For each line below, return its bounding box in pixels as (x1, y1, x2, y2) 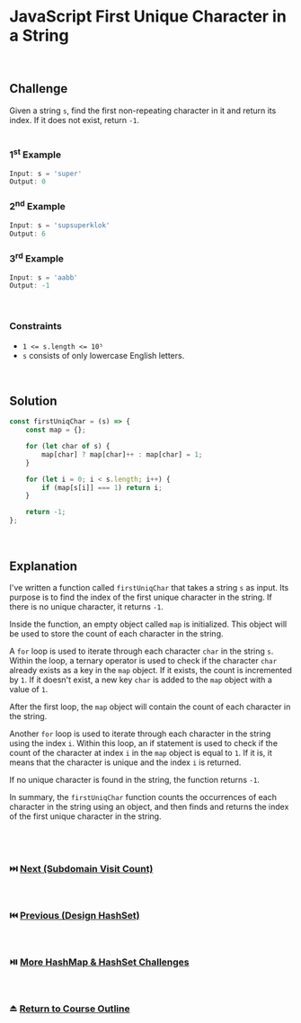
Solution (9, 393, 58, 408)
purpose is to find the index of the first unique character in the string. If (9, 592, 272, 602)
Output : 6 (9, 229, 47, 238)
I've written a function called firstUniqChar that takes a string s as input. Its (9, 582, 289, 592)
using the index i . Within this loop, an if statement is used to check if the (9, 737, 279, 748)
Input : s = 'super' (9, 169, 83, 178)
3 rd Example (9, 250, 65, 265)
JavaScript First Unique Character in (9, 6, 288, 27)
